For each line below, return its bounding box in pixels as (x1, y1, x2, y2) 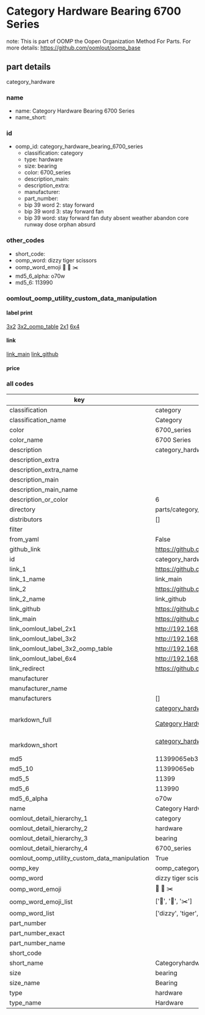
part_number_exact (9, 929, 65, 937)
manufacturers (9, 694, 52, 702)
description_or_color (9, 495, 68, 504)
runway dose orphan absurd (24, 221, 96, 228)
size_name (9, 978, 40, 987)
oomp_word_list (9, 909, 55, 917)
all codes (6, 379, 34, 388)
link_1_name (9, 574, 46, 583)
